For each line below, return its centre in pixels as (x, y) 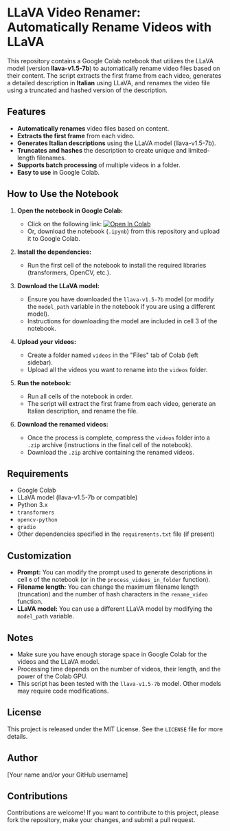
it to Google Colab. (54, 238)
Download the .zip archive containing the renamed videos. (111, 452)
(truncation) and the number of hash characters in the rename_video (112, 594)
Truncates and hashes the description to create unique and (102, 150)
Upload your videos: (47, 341)
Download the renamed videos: (62, 424)
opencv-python (37, 520)
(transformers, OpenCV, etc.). (69, 272)
